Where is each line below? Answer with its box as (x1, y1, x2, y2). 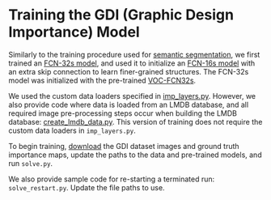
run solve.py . (8, 158, 53, 168)
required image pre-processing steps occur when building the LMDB (8, 108, 237, 118)
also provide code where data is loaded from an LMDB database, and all (8, 100, 249, 109)
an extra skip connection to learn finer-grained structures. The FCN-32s (8, 66, 249, 76)
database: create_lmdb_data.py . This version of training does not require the (8, 117, 263, 126)
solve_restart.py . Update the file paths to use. (8, 182, 165, 192)
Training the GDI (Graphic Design (8, 6, 235, 24)
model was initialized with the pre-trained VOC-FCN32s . (8, 75, 197, 85)
